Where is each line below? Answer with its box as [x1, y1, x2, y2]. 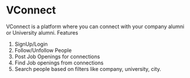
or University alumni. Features [6, 29, 78, 36]
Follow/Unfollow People [14, 46, 72, 53]
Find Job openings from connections [14, 59, 104, 66]
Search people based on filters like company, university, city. [14, 65, 162, 72]
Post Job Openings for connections [14, 53, 101, 60]
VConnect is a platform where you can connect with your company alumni [6, 23, 185, 30]
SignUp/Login [14, 40, 48, 48]
